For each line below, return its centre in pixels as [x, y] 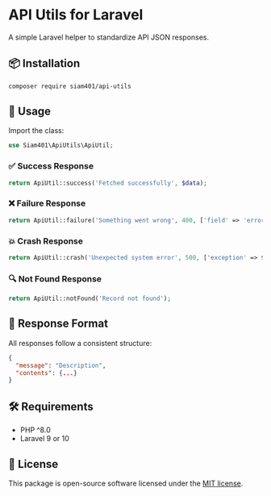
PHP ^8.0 [35, 430]
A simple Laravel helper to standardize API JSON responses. [109, 37]
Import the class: [36, 131]
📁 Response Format [58, 324]
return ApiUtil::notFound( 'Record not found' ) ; [90, 299]
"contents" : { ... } [47, 373]
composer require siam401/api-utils [70, 86]
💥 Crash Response [46, 241]
